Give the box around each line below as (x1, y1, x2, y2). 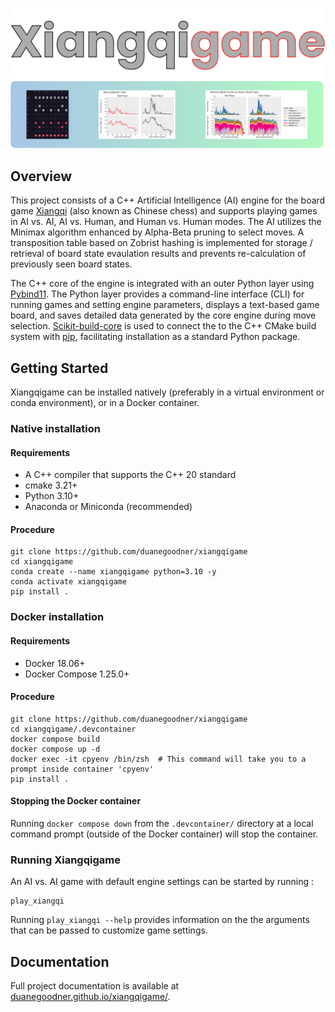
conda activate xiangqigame (10, 577, 128, 587)
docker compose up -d (10, 744, 101, 754)
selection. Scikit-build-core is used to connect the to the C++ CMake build (10, 320, 317, 332)
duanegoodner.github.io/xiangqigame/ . (10, 991, 171, 1003)
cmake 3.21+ (24, 479, 78, 492)
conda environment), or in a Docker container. (10, 397, 200, 409)
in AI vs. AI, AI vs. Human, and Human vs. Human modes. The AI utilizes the (10, 216, 322, 228)
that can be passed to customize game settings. (10, 924, 208, 937)
